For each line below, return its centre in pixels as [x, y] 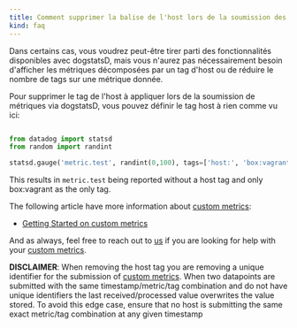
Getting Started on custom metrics [85, 224]
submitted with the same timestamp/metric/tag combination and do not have [148, 286]
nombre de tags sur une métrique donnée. [86, 79]
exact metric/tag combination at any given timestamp [106, 314]
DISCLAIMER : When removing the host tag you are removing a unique [137, 267]
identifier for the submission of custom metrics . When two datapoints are [142, 277]
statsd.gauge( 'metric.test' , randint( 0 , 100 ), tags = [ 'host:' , [124, 163]
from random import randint [61, 147]
